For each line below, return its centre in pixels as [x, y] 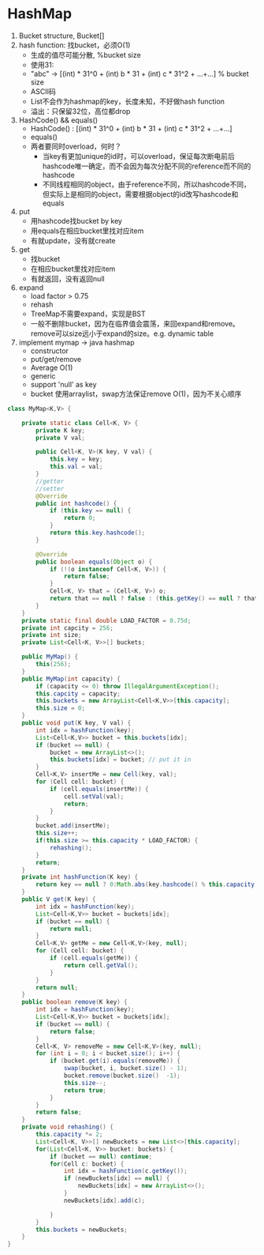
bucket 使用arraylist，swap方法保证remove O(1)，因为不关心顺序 [136, 394]
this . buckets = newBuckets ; [82, 1230]
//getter [50, 481]
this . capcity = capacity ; [78, 693]
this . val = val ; [76, 467]
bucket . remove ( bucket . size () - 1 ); [122, 1076]
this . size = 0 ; [61, 708]
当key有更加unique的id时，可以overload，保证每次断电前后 [139, 156]
